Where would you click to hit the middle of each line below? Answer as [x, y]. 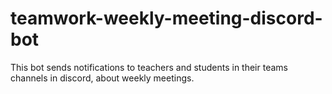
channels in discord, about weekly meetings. [102, 78]
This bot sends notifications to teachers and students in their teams [149, 67]
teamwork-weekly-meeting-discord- [166, 18]
